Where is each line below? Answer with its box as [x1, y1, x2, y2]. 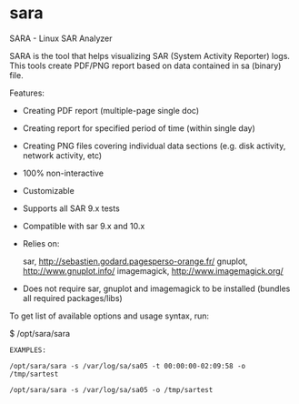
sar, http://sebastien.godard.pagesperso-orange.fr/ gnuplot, [22, 256, 248, 267]
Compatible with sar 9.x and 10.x [22, 220, 145, 231]
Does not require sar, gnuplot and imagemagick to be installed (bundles [22, 283, 291, 294]
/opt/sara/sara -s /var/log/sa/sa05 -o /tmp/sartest [9, 385, 214, 394]
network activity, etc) [22, 149, 103, 161]
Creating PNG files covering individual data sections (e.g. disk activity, [22, 140, 286, 151]
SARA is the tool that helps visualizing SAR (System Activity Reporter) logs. [9, 50, 291, 61]
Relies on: [22, 237, 60, 248]
